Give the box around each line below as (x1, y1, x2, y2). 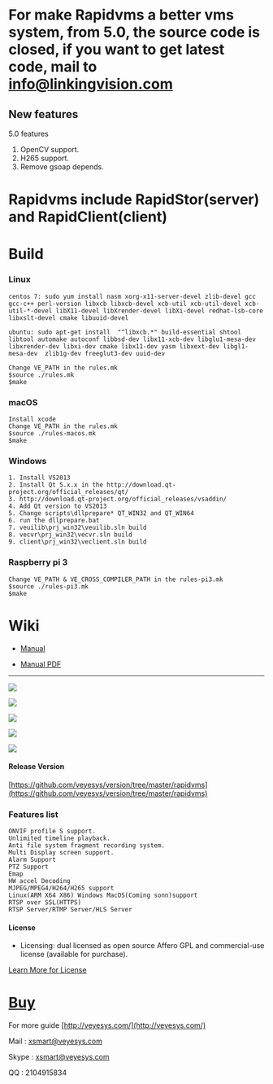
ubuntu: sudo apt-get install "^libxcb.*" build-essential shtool (8, 328, 242, 336)
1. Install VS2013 (8, 474, 71, 482)
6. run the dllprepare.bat (8, 517, 100, 525)
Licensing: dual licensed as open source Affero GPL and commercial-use (19, 941, 265, 951)
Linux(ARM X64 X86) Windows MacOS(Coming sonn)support (8, 891, 198, 899)
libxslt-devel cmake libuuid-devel (8, 313, 129, 322)
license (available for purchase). (19, 950, 128, 959)
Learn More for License (8, 965, 87, 975)
